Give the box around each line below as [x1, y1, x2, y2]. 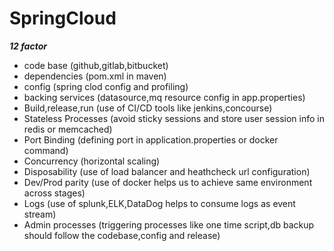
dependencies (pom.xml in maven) [23, 70, 167, 82]
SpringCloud [9, 7, 117, 30]
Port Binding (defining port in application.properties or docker [23, 133, 279, 146]
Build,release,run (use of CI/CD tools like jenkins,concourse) [23, 102, 273, 114]
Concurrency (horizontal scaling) [23, 155, 161, 167]
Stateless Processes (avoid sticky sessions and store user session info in [23, 112, 325, 124]
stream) [23, 208, 57, 220]
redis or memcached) [23, 123, 113, 135]
